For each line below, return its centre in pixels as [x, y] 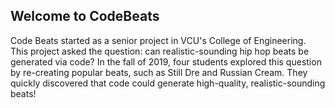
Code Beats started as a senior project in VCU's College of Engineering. [158, 40]
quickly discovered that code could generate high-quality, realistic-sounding [168, 83]
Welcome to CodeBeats [85, 16]
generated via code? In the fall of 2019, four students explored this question [166, 61]
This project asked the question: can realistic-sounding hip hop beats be [160, 51]
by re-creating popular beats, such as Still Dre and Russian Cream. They [159, 72]
